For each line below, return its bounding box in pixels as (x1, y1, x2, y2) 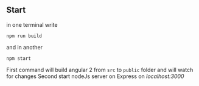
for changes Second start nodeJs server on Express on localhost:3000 (6, 73, 184, 80)
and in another (6, 43, 43, 51)
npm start (6, 55, 32, 62)
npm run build (6, 33, 43, 39)
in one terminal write (6, 21, 58, 28)
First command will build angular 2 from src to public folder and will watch (6, 66, 194, 73)
